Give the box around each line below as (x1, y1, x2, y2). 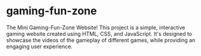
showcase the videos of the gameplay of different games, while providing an (6, 36, 196, 43)
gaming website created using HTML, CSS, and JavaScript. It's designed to (6, 30, 193, 37)
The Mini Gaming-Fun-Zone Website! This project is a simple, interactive (6, 24, 185, 31)
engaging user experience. (6, 43, 73, 50)
